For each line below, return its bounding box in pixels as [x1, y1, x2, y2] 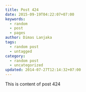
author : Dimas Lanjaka [5, 35, 52, 40]
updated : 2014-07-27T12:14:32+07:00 [5, 68, 81, 73]
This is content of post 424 [5, 81, 61, 87]
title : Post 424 [5, 7, 39, 12]
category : [5, 53, 26, 59]
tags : [5, 40, 16, 45]
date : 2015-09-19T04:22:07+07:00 [5, 12, 75, 17]
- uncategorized [9, 63, 43, 68]
